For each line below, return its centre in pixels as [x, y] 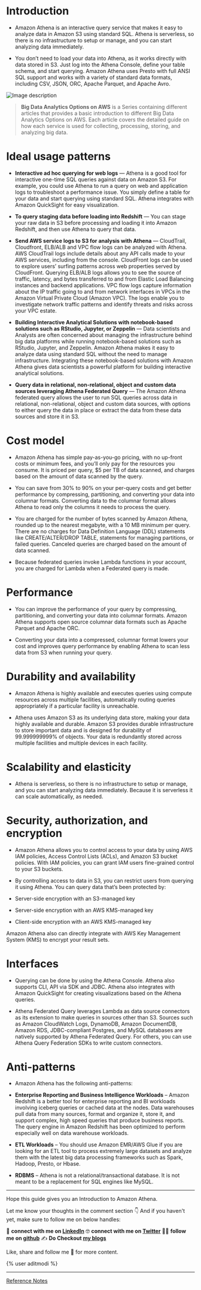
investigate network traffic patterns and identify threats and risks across [104, 304]
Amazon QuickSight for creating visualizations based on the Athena [98, 993]
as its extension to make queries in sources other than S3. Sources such [104, 1017]
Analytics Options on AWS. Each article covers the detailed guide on [105, 119]
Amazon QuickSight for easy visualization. [67, 205]
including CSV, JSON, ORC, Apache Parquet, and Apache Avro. [92, 83]
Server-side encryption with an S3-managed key [75, 898]
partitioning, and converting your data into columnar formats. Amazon [101, 615]
